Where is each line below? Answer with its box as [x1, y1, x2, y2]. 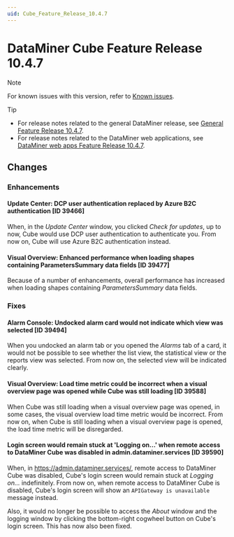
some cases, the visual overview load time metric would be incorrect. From [7, 410, 224, 418]
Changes [7, 161, 47, 173]
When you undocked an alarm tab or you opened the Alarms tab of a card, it [7, 341, 227, 350]
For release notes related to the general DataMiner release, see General [17, 119, 224, 127]
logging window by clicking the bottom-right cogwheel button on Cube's [7, 514, 217, 522]
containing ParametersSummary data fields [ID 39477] [7, 260, 170, 269]
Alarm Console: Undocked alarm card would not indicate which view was [7, 318, 224, 327]
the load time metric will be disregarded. [7, 425, 124, 433]
